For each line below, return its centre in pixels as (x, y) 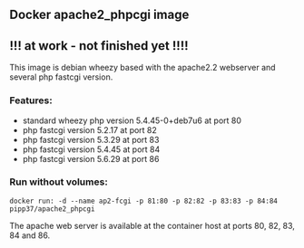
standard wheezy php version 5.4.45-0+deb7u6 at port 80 (132, 120)
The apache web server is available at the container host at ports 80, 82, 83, (152, 225)
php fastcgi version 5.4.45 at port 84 (91, 149)
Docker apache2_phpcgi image (99, 15)
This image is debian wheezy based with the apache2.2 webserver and (142, 68)
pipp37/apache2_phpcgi (52, 209)
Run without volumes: (59, 182)
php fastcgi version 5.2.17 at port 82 (89, 129)
